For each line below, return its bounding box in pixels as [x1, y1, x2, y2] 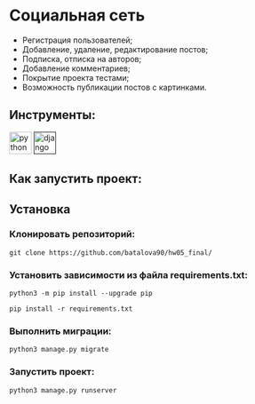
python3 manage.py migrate [9, 345, 109, 354]
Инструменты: [9, 107, 96, 123]
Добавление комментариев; [21, 63, 131, 74]
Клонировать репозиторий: [9, 228, 136, 241]
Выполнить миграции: [9, 325, 112, 337]
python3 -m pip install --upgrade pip [9, 289, 153, 298]
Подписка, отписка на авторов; [21, 53, 142, 64]
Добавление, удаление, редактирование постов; [21, 44, 209, 54]
